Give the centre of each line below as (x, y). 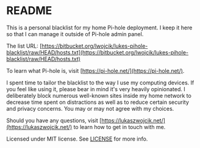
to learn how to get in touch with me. (120, 127)
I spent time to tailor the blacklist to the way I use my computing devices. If (100, 83)
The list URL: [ (24, 46)
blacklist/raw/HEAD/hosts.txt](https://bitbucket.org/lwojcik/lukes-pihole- (98, 52)
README (29, 11)
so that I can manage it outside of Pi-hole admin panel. (75, 34)
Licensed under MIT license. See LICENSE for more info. (77, 139)
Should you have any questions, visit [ (54, 120)
